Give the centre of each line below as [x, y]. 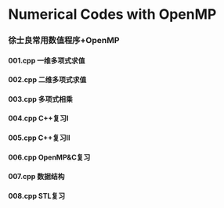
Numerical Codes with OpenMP [112, 14]
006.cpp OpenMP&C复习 [49, 157]
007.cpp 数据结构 [36, 177]
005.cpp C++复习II [39, 138]
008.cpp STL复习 [36, 195]
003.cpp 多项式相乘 [40, 99]
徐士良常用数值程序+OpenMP [64, 41]
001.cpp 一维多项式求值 [47, 60]
